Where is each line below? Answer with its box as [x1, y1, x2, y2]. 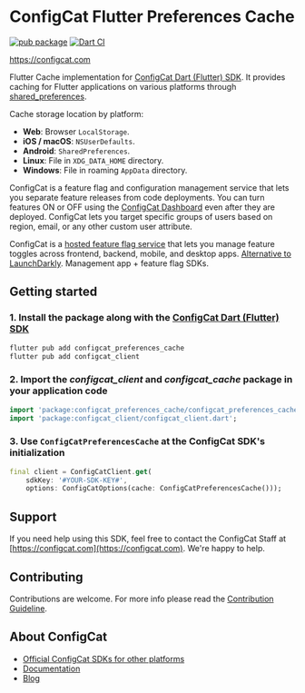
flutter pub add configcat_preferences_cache [9, 343, 184, 352]
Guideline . [9, 602, 48, 614]
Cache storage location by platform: [9, 108, 143, 119]
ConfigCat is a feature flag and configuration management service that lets [9, 182, 290, 193]
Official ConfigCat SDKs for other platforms [22, 653, 185, 664]
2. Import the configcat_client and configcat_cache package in [9, 373, 293, 386]
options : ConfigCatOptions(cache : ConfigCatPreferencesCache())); [25, 484, 282, 493]
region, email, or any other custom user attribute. [9, 221, 192, 232]
